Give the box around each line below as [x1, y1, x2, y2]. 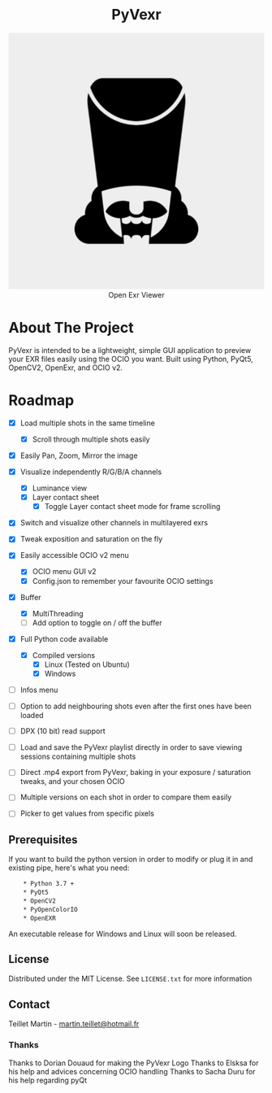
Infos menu [19, 685, 58, 695]
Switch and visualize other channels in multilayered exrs [19, 518, 209, 528]
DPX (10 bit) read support [19, 726, 106, 736]
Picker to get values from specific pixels [19, 808, 154, 818]
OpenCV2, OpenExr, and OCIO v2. [8, 363, 123, 372]
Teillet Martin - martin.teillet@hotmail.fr [8, 1019, 140, 1029]
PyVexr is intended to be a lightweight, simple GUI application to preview [8, 345, 252, 355]
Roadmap [8, 391, 75, 410]
